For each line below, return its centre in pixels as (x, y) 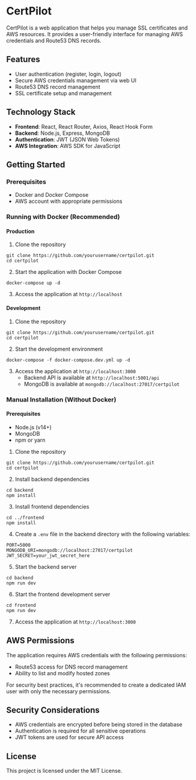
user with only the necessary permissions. (59, 691)
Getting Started (36, 165)
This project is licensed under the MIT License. (64, 771)
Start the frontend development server (63, 594)
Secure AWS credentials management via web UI (76, 80)
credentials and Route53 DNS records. (54, 40)
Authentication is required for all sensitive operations (80, 731)
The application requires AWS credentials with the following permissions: (97, 655)
